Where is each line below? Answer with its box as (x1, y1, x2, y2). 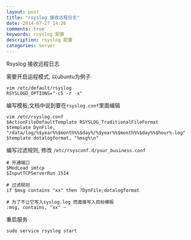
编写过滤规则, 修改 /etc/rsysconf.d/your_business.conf (6, 146, 146, 153)
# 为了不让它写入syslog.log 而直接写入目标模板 (6, 199, 114, 205)
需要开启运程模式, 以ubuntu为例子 (6, 73, 91, 80)
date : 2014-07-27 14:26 (6, 20, 67, 26)
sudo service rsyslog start (6, 228, 78, 234)
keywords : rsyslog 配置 (6, 32, 65, 38)
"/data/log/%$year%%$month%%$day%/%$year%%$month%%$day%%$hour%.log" (6, 130, 186, 136)
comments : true (6, 25, 45, 32)
